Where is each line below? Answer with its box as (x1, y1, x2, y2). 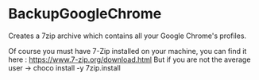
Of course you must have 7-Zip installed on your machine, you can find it (8, 46, 247, 55)
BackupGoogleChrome (8, 5, 162, 23)
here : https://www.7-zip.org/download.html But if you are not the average (8, 55, 251, 64)
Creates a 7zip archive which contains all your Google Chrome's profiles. (8, 31, 247, 40)
